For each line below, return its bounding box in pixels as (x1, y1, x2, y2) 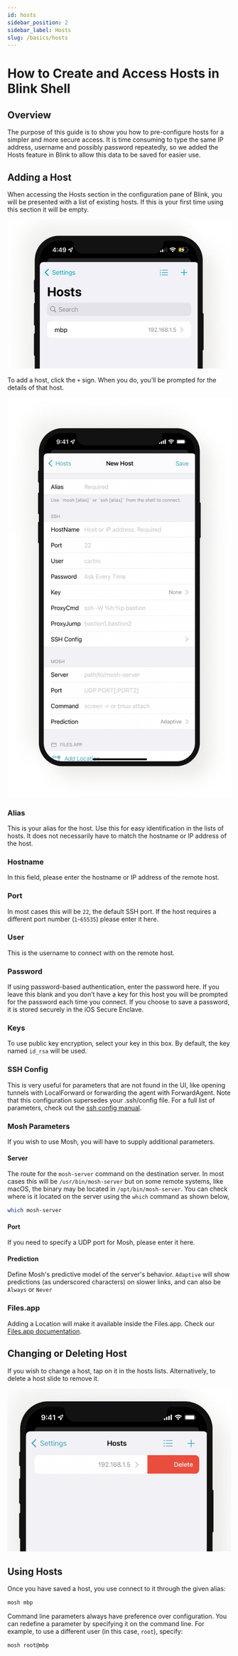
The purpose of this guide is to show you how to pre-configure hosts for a (7, 128, 225, 137)
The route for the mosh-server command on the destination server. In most (7, 1170, 225, 1178)
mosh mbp (7, 1599, 33, 1606)
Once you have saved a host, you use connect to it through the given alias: (7, 1585, 226, 1593)
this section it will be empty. (7, 205, 89, 214)
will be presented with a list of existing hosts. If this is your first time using (7, 198, 224, 207)
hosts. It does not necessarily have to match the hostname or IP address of (7, 831, 227, 840)
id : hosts (7, 11, 37, 19)
